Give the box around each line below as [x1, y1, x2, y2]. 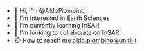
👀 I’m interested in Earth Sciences [13, 14, 110, 22]
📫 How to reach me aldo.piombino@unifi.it [13, 37, 137, 44]
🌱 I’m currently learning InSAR [13, 21, 100, 29]
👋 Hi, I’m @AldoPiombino [13, 7, 85, 14]
